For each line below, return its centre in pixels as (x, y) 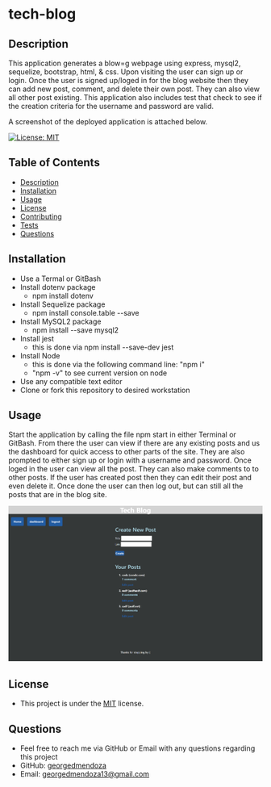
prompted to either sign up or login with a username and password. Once (130, 460)
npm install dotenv (63, 295)
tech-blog (42, 14)
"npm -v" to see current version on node (100, 373)
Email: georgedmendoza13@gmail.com (85, 774)
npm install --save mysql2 (75, 330)
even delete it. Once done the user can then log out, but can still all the (126, 486)
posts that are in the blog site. (58, 495)
